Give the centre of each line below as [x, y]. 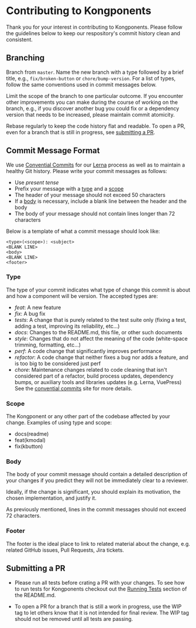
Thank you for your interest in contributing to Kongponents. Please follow [94, 27]
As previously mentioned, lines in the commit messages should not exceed [96, 510]
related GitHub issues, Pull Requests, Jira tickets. [65, 550]
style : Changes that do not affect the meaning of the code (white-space [101, 338]
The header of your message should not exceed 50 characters [90, 195]
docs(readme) [32, 434]
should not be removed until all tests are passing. [74, 619]
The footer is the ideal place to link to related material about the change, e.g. [98, 544]
